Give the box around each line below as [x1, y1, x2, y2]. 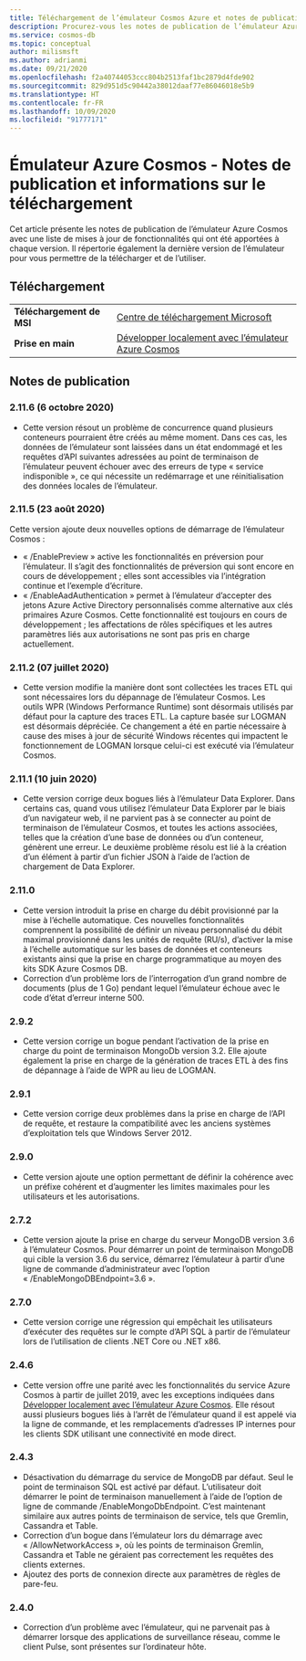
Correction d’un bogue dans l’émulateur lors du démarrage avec [22, 1530, 263, 1540]
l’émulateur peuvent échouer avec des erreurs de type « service [22, 460, 264, 471]
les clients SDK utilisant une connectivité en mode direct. [22, 1428, 237, 1439]
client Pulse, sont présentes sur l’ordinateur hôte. [22, 1641, 207, 1653]
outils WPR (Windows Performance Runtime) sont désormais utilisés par [22, 701, 294, 712]
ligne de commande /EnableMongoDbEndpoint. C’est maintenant [22, 1500, 266, 1511]
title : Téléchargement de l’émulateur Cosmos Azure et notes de [9, 13, 259, 23]
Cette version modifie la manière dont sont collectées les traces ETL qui [22, 682, 293, 693]
